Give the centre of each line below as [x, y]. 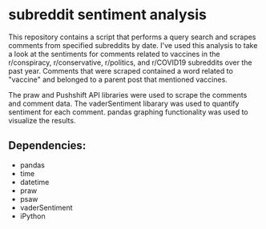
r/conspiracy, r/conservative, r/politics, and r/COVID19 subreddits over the [130, 62]
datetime [34, 182]
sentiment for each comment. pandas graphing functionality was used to [128, 112]
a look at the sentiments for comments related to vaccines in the [114, 54]
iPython [32, 216]
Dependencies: [47, 146]
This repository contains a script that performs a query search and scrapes [132, 37]
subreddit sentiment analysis [107, 15]
